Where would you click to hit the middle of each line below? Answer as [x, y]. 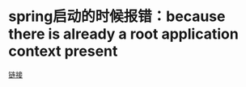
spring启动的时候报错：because [117, 17]
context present [63, 51]
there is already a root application [123, 34]
